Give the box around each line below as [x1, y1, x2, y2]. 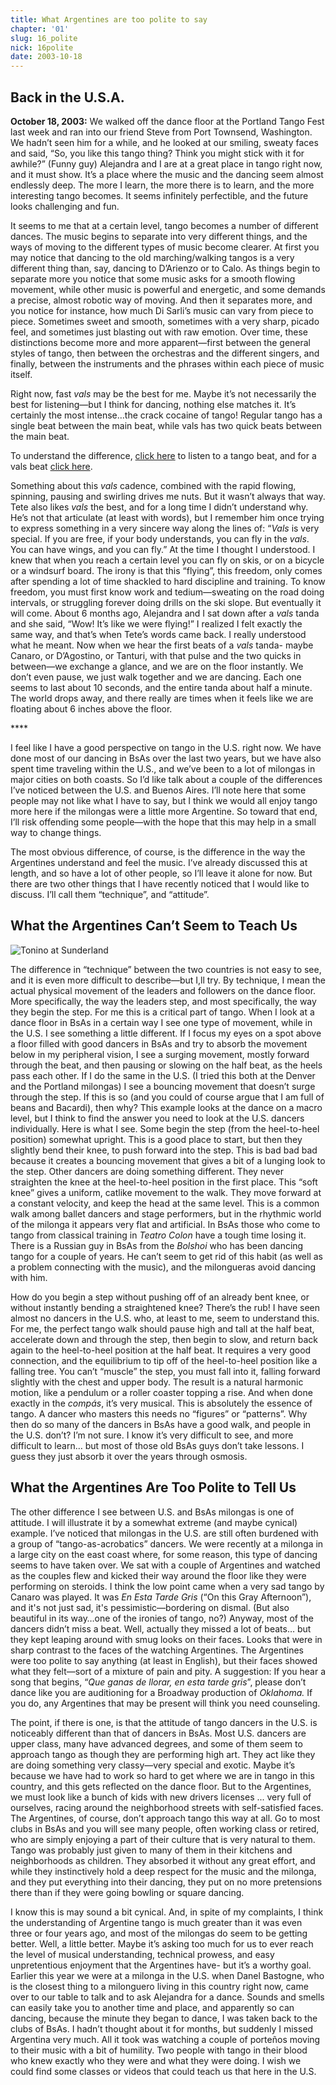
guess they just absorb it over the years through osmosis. [10, 1450, 248, 1462]
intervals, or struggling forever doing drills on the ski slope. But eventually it [10, 596, 322, 608]
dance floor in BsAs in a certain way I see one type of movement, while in [10, 1016, 313, 1028]
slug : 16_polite [10, 33, 78, 43]
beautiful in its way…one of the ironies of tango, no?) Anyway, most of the [10, 1612, 314, 1624]
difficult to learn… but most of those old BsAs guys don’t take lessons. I [10, 1439, 305, 1451]
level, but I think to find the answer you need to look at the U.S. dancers [10, 1112, 305, 1124]
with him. [10, 1271, 48, 1283]
